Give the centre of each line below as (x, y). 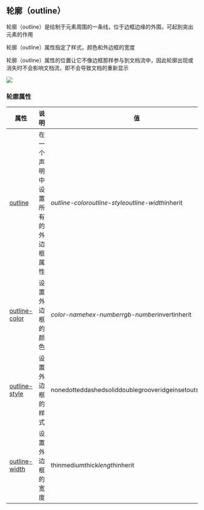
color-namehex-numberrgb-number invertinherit (121, 315)
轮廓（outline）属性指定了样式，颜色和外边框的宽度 (71, 47)
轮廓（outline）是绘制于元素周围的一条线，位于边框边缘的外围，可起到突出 (100, 27)
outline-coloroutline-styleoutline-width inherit (117, 203)
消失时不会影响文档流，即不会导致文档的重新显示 (67, 68)
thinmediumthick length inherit (93, 466)
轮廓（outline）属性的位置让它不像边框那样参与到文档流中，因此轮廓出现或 (100, 60)
